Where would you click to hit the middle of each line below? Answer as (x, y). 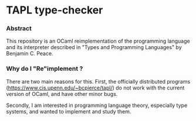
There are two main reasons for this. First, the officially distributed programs (98, 81)
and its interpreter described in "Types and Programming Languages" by (94, 47)
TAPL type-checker (55, 10)
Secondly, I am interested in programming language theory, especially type (97, 105)
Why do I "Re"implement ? (45, 69)
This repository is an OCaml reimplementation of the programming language (98, 41)
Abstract (19, 29)
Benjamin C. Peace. (30, 54)
